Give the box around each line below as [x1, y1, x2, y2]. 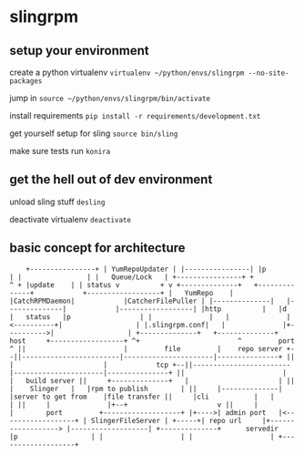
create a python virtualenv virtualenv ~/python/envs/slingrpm [9, 67, 245, 78]
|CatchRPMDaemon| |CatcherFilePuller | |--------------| [9, 296, 275, 306]
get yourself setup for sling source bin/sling [9, 128, 178, 139]
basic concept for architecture [9, 240, 186, 256]
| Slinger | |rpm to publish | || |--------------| [9, 384, 283, 393]
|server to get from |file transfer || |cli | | [9, 392, 275, 401]
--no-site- [248, 68, 289, 78]
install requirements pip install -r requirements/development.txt [9, 110, 261, 120]
